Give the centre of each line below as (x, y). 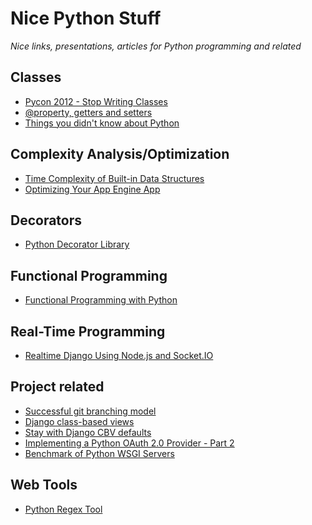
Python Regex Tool (63, 509)
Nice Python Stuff (86, 18)
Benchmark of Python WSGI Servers (99, 453)
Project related (57, 387)
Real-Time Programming (88, 331)
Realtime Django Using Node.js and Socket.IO (119, 355)
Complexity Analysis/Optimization (120, 154)
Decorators (46, 220)
